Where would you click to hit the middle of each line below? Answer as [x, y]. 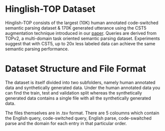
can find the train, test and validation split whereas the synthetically [74, 93]
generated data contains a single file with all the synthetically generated [78, 98]
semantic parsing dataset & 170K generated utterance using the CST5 [76, 28]
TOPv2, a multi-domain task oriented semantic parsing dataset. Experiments [82, 38]
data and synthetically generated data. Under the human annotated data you [83, 88]
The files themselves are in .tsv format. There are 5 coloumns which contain [82, 113]
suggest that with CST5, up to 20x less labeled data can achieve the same [80, 43]
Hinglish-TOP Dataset [50, 9]
